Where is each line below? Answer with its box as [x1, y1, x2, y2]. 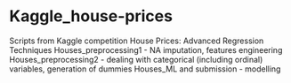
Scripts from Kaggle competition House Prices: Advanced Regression [9, 35, 264, 46]
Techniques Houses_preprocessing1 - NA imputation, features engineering [9, 44, 283, 55]
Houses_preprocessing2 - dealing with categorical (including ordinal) [9, 54, 263, 64]
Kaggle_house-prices [9, 6, 174, 26]
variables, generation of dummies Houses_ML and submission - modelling [9, 64, 281, 74]
